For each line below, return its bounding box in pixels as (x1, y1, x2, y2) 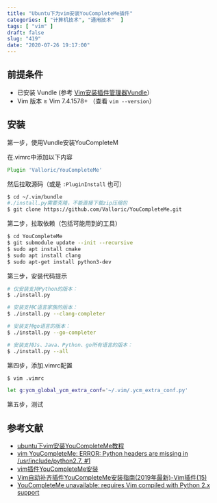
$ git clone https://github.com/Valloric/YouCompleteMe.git (7, 206, 183, 213)
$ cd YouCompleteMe (7, 233, 63, 240)
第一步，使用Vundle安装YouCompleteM (7, 138, 118, 146)
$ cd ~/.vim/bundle (7, 193, 63, 201)
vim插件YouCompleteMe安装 (16, 465, 99, 473)
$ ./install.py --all (7, 348, 69, 354)
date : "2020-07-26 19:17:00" (7, 42, 90, 49)
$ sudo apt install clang (7, 252, 81, 259)
